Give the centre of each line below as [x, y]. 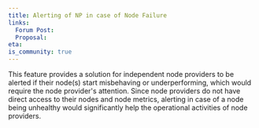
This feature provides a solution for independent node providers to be [121, 74]
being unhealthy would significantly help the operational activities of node [128, 108]
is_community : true [40, 52]
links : [19, 23]
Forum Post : [35, 30]
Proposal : [31, 37]
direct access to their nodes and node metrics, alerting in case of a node [126, 99]
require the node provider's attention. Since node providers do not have [124, 91]
